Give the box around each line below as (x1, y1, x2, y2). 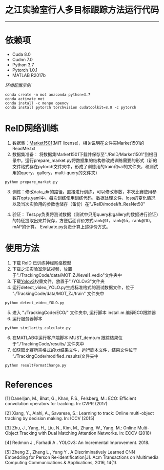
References (5, 379, 53, 390)
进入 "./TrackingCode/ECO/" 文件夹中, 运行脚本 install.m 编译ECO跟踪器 (12, 310, 156, 315)
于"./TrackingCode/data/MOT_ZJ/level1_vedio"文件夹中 (12, 272, 122, 278)
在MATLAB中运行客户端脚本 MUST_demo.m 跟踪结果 (12, 335, 119, 340)
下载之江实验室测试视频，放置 (12, 266, 72, 272)
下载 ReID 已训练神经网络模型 (12, 260, 72, 265)
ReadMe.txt (12, 145, 36, 151)
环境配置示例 (5, 82, 31, 88)
